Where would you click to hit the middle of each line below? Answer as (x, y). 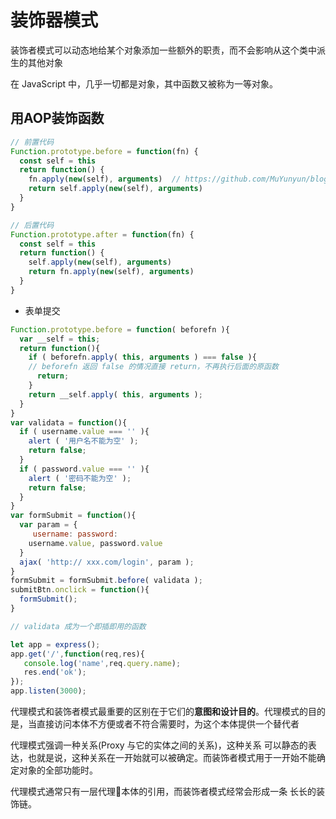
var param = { (48, 525)
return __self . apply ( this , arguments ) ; (115, 394)
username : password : (75, 534)
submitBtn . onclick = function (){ (80, 590)
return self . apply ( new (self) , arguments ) (115, 189)
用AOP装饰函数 (57, 118)
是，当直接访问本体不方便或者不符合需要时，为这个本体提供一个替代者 (155, 724)
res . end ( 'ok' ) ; (55, 672)
